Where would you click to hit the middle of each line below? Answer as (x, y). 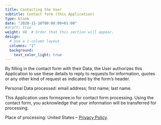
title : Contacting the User (34, 9)
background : (22, 50)
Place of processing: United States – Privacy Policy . (57, 118)
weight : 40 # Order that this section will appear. (60, 32)
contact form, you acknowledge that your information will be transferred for (81, 103)
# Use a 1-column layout (35, 41)
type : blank (17, 18)
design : (13, 37)
